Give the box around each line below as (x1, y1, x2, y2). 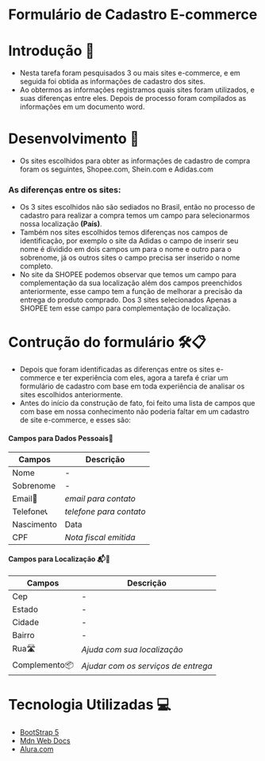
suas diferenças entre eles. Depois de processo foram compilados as (19, 94, 247, 103)
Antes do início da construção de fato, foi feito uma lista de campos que (19, 399, 255, 408)
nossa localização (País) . (19, 219, 102, 229)
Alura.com (19, 744, 54, 754)
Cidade (12, 616, 40, 628)
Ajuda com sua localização (81, 644, 184, 655)
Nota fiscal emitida (64, 531, 136, 543)
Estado (12, 604, 38, 615)
